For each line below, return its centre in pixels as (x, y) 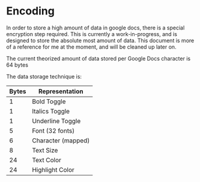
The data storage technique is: (44, 76)
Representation (61, 91)
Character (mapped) (61, 141)
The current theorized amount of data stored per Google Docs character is (98, 58)
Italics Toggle (51, 111)
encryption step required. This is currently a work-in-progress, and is (92, 34)
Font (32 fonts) (53, 130)
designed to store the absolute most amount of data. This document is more (100, 40)
